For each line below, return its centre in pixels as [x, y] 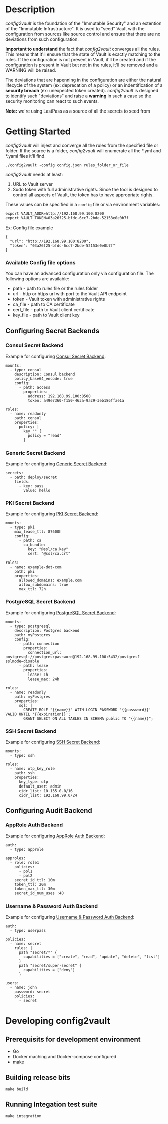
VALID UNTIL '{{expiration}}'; [38, 714]
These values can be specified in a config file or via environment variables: [83, 204]
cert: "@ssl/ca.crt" [49, 554]
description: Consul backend [45, 374]
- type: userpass [28, 931]
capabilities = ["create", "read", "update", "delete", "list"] [92, 957]
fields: [22, 482]
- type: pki [22, 528]
